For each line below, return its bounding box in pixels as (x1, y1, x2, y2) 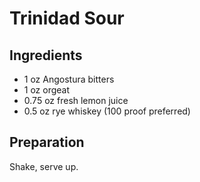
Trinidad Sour (9, 7, 125, 30)
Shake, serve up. (9, 160, 79, 172)
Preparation (9, 134, 85, 151)
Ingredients (9, 47, 83, 64)
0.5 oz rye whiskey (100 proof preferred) (23, 105, 191, 117)
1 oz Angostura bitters (23, 73, 115, 85)
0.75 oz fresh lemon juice (23, 95, 129, 106)
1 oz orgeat (23, 84, 71, 96)
